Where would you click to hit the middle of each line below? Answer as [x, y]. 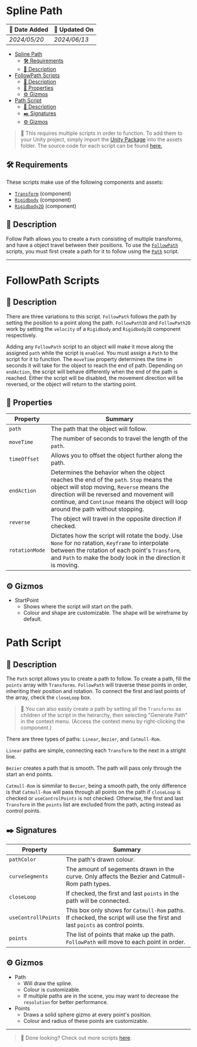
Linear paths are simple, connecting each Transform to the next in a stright [96, 751]
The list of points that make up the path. [120, 935]
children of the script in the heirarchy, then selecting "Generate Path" [104, 715]
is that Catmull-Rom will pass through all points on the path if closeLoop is [94, 792]
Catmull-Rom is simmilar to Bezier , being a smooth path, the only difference [96, 786]
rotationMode [27, 551]
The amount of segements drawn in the [120, 869]
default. [33, 619]
